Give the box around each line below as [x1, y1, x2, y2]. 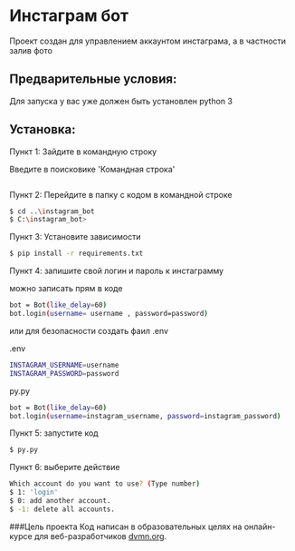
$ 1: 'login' [9, 487, 59, 497]
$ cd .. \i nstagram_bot [9, 206, 95, 216]
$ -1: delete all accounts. [9, 505, 116, 514]
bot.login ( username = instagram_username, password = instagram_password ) [9, 411, 281, 420]
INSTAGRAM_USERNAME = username [9, 360, 119, 369]
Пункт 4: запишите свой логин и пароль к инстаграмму [9, 265, 224, 277]
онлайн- [243, 521, 276, 532]
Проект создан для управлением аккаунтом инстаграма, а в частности [9, 35, 287, 46]
